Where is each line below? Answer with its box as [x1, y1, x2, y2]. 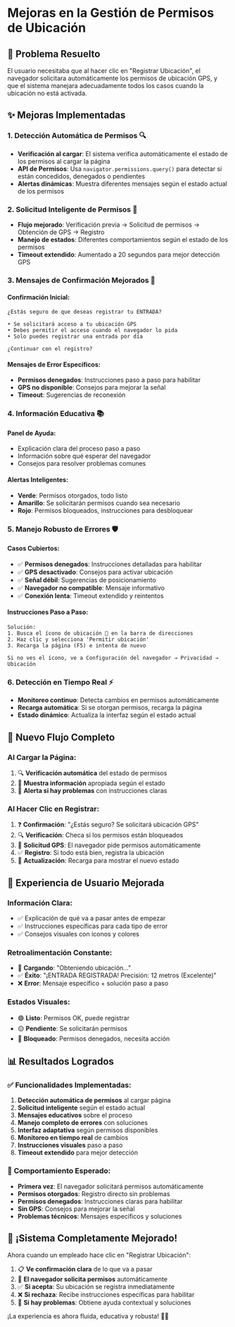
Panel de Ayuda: [7, 428, 56, 437]
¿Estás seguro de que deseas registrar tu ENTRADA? [7, 308, 162, 316]
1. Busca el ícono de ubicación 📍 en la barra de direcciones [7, 630, 193, 637]
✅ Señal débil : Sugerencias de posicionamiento [17, 576, 156, 584]
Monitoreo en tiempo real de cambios [17, 1134, 129, 1142]
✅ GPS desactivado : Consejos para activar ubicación [17, 568, 173, 576]
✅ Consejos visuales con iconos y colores [17, 929, 139, 938]
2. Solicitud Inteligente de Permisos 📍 [7, 204, 138, 214]
